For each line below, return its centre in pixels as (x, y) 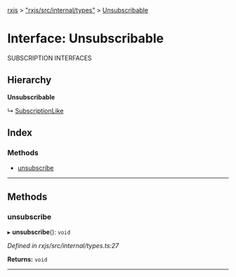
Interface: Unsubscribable (85, 39)
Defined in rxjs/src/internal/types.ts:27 (63, 246)
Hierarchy (29, 80)
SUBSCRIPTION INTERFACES (50, 58)
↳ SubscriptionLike (35, 110)
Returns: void (27, 259)
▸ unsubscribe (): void (39, 232)
